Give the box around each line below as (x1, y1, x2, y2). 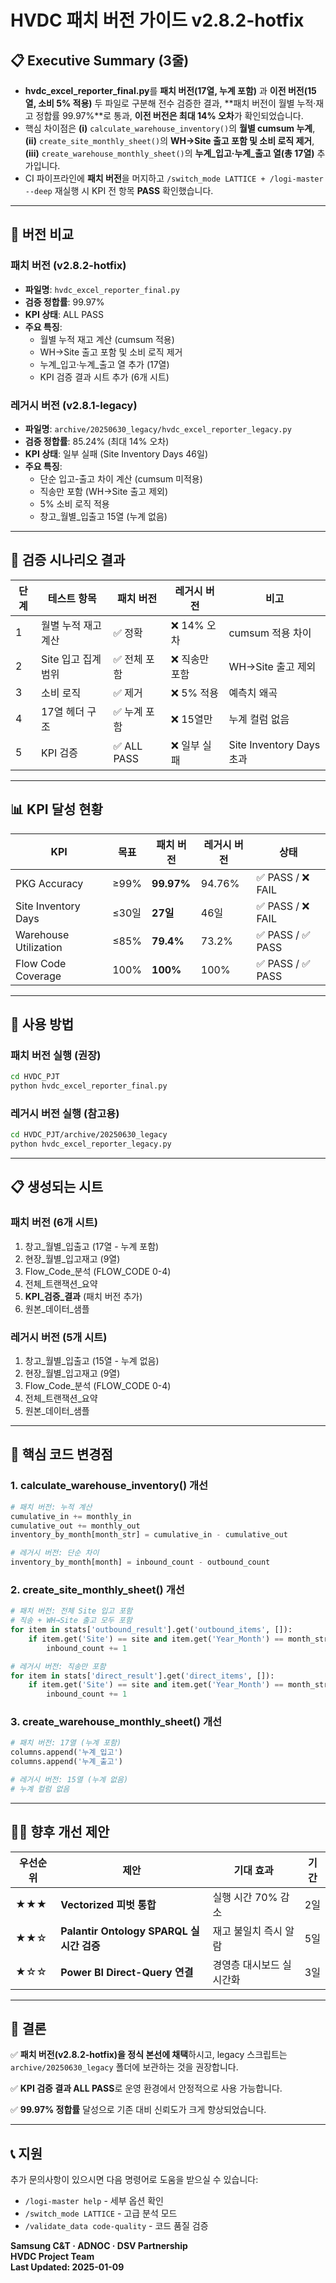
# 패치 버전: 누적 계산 (10, 1502, 93, 1512)
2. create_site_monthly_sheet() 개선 (10, 1582, 185, 1596)
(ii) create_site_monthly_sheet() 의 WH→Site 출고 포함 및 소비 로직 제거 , (24, 135, 315, 146)
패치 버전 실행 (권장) (10, 1048, 102, 1062)
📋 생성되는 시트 (10, 1179, 103, 1196)
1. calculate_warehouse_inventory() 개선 (10, 1479, 209, 1493)
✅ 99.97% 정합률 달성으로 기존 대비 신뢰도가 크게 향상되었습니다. (10, 2104, 267, 2116)
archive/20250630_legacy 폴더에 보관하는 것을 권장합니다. (10, 2061, 239, 2073)
